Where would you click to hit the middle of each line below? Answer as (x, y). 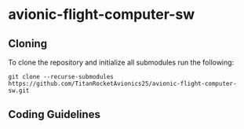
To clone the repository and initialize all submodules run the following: (121, 62)
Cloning (28, 44)
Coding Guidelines (54, 114)
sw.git (19, 90)
